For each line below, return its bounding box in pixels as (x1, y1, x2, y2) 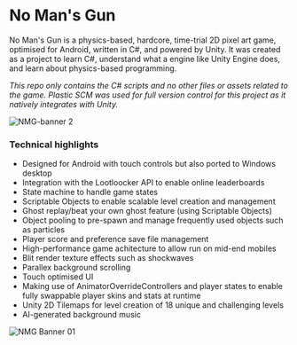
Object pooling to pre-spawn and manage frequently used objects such (21, 215, 284, 226)
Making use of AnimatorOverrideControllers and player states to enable (21, 281, 284, 292)
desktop (21, 168, 53, 178)
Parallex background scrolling (21, 263, 131, 273)
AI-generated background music (21, 310, 142, 320)
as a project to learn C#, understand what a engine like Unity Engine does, (9, 53, 281, 64)
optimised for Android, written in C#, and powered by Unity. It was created (9, 43, 281, 54)
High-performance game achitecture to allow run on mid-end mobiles (21, 243, 277, 254)
